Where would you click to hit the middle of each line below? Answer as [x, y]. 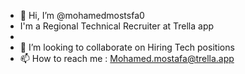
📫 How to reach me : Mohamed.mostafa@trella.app [127, 58]
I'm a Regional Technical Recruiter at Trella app [117, 26]
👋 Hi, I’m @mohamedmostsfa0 [82, 15]
